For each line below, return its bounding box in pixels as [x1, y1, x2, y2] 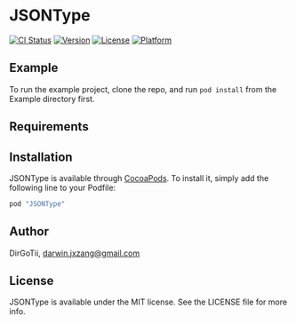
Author [9, 224, 49, 240]
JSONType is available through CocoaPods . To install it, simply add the [9, 172, 269, 183]
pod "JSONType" [9, 199, 66, 209]
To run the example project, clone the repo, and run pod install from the [9, 83, 277, 94]
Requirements [9, 119, 89, 134]
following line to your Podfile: [9, 182, 116, 193]
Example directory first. [9, 93, 95, 104]
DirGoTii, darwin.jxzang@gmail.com [9, 248, 140, 258]
